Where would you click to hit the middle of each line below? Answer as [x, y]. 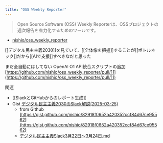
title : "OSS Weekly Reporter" [36, 10]
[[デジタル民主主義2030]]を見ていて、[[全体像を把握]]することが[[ [72, 50]
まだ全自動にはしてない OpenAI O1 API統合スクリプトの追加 [65, 66]
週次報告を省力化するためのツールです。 [58, 30]
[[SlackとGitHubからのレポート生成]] [49, 98]
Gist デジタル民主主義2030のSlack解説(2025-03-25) [65, 103]
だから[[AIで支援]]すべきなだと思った [54, 56]
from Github [32, 109]
